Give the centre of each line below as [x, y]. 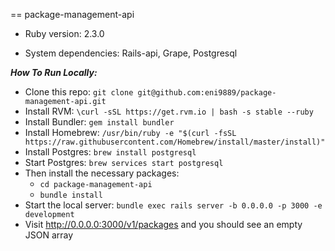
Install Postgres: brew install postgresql [110, 152]
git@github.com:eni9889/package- [207, 93]
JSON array [49, 235]
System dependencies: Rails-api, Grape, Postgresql [131, 53]
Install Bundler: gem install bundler [99, 122]
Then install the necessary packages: [102, 173]
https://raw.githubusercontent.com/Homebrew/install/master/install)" [175, 142]
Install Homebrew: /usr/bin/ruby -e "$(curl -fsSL [130, 132]
